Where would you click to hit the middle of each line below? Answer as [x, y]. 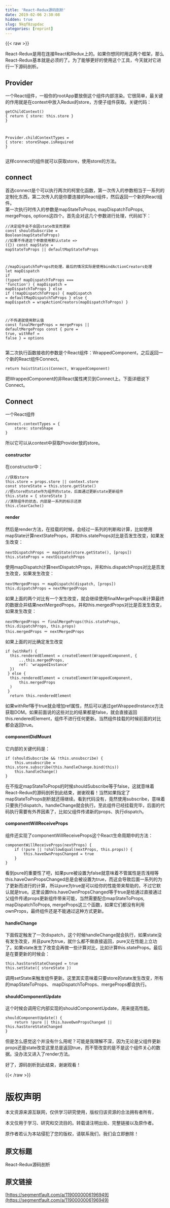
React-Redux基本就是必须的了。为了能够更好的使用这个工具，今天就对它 [81, 60]
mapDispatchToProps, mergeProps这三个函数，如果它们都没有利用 [75, 905]
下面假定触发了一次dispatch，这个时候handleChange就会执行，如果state [81, 935]
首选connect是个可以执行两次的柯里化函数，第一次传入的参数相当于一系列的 [85, 190]
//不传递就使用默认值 [25, 321]
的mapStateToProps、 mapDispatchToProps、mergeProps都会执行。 [77, 984]
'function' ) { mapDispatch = [36, 285]
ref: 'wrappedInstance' [44, 664]
